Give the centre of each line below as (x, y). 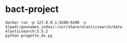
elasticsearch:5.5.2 (27, 31)
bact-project (32, 9)
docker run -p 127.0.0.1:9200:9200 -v (46, 22)
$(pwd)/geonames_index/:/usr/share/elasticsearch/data (64, 27)
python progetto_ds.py (29, 35)
